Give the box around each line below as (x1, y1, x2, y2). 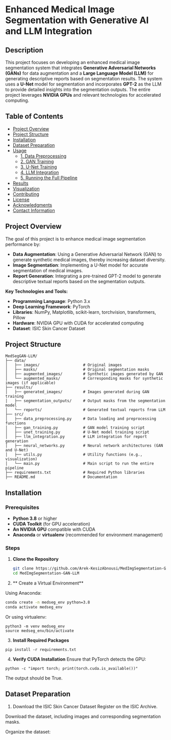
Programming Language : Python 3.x (12, 298, 90, 304)
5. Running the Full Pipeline (20, 175, 78, 181)
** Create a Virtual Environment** (12, 580, 84, 586)
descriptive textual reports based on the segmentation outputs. (12, 278, 145, 285)
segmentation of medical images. (12, 267, 83, 273)
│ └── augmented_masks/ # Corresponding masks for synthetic (5, 376, 163, 381)
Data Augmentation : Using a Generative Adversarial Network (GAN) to (12, 251, 162, 257)
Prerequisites (5, 504, 39, 511)
